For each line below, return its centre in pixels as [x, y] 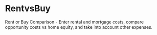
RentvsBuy [28, 9]
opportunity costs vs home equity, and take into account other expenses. [79, 27]
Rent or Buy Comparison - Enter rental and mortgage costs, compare [75, 22]
